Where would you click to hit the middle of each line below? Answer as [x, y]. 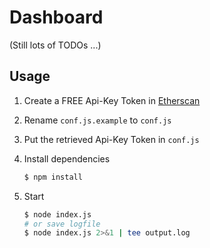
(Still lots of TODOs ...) [55, 45]
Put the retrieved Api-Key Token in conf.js [111, 139]
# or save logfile [62, 224]
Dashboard [56, 17]
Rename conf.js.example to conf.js [97, 120]
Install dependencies [67, 158]
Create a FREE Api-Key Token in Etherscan [112, 100]
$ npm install [53, 177]
